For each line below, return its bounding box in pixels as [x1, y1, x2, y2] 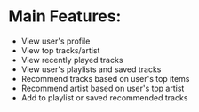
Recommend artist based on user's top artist [20, 83, 185, 93]
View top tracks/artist [20, 44, 100, 55]
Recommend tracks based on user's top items [20, 73, 190, 84]
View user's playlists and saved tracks [20, 64, 162, 75]
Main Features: [8, 6, 122, 27]
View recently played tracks [20, 54, 123, 65]
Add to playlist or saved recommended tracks [20, 92, 188, 103]
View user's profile [20, 36, 91, 46]
